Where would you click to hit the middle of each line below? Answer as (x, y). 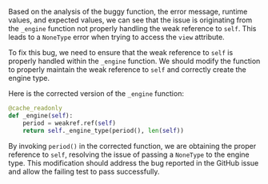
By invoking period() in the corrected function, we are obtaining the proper (132, 146)
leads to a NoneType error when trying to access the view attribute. (117, 37)
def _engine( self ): (41, 115)
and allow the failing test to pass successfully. (84, 171)
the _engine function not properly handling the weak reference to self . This (132, 28)
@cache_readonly (35, 108)
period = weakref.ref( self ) (69, 123)
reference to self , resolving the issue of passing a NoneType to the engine (129, 154)
